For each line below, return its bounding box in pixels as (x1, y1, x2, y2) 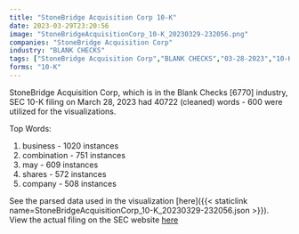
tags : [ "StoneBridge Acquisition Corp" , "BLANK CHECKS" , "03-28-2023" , (9, 54, 273, 63)
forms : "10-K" (9, 63, 62, 72)
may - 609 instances (21, 159, 99, 170)
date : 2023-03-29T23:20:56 (9, 21, 109, 30)
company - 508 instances (21, 178, 117, 189)
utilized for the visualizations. (9, 106, 117, 117)
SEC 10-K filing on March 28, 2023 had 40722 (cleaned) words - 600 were (9, 96, 283, 107)
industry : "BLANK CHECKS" (9, 46, 105, 55)
